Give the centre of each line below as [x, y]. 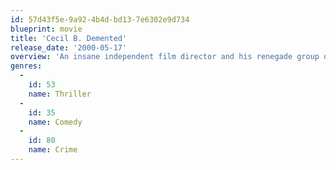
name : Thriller [60, 94]
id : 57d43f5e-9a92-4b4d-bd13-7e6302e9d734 [100, 19]
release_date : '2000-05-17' [69, 47]
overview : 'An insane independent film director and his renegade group [165, 57]
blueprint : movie [46, 29]
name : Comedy [55, 122]
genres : [26, 66]
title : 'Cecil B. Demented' [69, 38]
